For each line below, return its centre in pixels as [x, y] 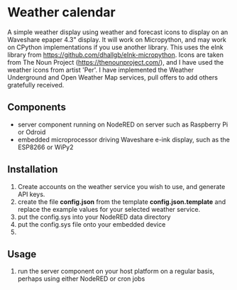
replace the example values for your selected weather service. [109, 209]
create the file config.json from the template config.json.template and [121, 202]
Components [37, 107]
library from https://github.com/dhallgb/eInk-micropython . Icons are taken [115, 55]
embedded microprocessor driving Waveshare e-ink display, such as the [124, 139]
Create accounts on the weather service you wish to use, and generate [121, 186]
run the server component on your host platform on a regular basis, [116, 272]
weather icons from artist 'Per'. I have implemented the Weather [100, 70]
